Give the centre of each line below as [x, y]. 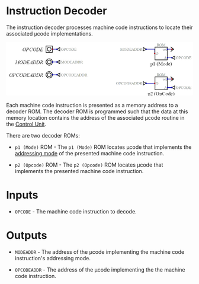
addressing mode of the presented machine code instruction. [89, 153]
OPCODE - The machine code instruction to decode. [76, 211]
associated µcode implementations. [49, 33]
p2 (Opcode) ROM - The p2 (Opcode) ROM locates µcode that [89, 165]
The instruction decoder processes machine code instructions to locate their [99, 27]
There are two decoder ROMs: [43, 135]
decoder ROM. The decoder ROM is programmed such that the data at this [97, 111]
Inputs [22, 195]
